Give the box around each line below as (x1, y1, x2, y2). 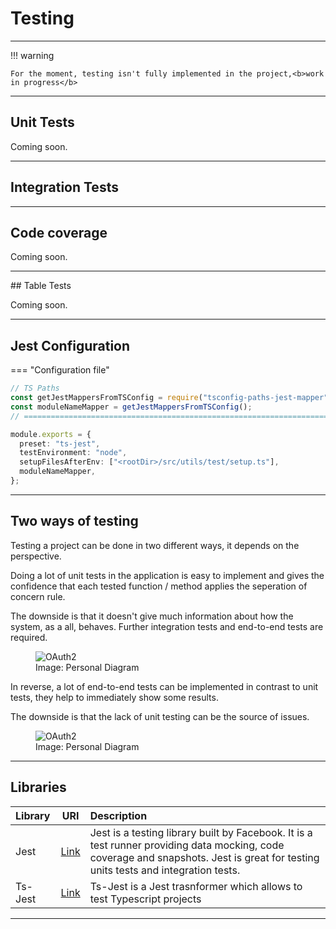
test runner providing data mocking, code (89, 838, 285, 852)
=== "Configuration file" (10, 364, 110, 376)
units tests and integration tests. (89, 863, 241, 877)
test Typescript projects (89, 892, 202, 906)
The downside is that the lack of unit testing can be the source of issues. (10, 710, 310, 722)
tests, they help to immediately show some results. (10, 691, 219, 703)
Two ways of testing (10, 513, 139, 530)
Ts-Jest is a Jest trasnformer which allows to (89, 879, 303, 893)
